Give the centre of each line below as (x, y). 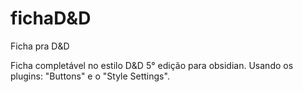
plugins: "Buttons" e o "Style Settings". (90, 76)
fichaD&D (51, 18)
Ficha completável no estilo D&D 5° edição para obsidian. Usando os (152, 65)
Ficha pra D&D (40, 46)
